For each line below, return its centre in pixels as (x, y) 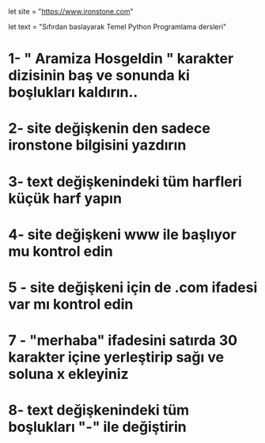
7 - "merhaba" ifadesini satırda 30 (123, 341)
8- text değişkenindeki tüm (99, 410)
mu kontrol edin (61, 251)
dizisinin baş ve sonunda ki (99, 76)
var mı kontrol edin (71, 304)
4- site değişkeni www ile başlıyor (122, 235)
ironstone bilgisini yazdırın (97, 145)
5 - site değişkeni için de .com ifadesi (133, 287)
